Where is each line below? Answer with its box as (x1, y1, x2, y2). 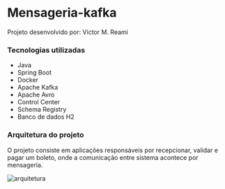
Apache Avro (17, 90, 55, 99)
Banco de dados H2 (17, 113, 75, 121)
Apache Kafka (17, 83, 59, 92)
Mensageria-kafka (7, 5, 117, 21)
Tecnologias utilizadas (7, 45, 86, 55)
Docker (17, 76, 39, 84)
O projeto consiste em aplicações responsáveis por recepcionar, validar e (7, 146, 218, 154)
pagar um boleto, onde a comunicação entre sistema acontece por (7, 153, 199, 161)
